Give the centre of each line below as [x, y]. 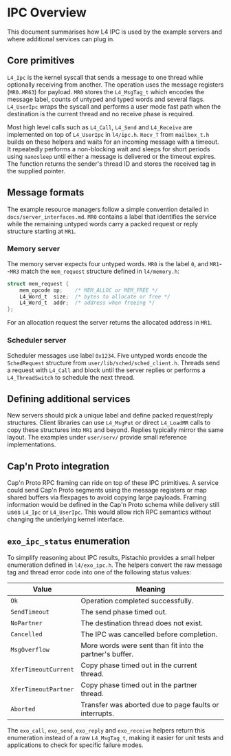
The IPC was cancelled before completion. [149, 634]
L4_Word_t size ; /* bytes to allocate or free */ [95, 296]
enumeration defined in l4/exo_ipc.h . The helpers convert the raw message [115, 565]
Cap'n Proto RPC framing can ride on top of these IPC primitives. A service [113, 483]
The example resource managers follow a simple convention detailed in [108, 209]
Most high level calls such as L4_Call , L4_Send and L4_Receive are [100, 127]
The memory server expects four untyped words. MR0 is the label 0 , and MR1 [113, 263]
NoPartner [26, 623]
